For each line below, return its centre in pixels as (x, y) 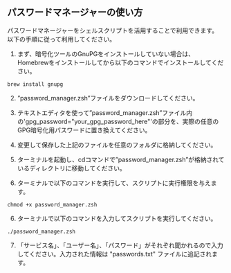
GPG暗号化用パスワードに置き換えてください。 (84, 130)
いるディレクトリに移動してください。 (71, 168)
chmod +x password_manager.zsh (52, 204)
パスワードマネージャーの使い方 (75, 12)
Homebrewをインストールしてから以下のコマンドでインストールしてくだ (120, 62)
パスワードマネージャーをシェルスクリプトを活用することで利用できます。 (113, 30)
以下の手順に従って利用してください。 (62, 39)
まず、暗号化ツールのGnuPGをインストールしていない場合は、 (106, 53)
